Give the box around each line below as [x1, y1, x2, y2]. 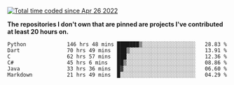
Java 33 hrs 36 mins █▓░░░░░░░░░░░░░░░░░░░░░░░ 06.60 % [7, 65, 228, 72]
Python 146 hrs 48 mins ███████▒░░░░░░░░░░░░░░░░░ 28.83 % [7, 41, 228, 48]
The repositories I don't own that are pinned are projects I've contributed [7, 20, 223, 28]
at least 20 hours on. [7, 28, 69, 36]
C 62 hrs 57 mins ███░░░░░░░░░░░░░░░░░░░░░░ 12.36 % [7, 53, 228, 60]
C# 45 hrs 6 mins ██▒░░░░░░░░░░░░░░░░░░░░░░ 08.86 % [7, 59, 228, 66]
